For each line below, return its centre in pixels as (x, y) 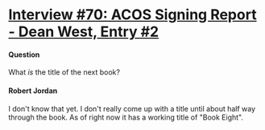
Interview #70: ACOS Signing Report (132, 15)
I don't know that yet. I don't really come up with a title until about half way (132, 108)
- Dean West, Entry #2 (84, 32)
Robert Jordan (33, 91)
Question (24, 55)
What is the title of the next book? (64, 72)
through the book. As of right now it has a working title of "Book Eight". (126, 117)
